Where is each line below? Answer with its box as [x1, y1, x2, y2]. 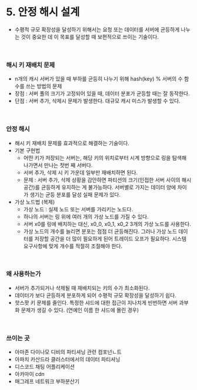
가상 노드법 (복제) [14, 198, 55, 205]
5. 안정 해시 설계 [6, 5, 80, 19]
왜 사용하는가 [6, 270, 41, 278]
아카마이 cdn [14, 371, 45, 378]
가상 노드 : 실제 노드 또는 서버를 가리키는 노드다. [23, 205, 133, 212]
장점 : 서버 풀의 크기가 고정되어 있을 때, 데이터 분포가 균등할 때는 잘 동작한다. [14, 90, 190, 97]
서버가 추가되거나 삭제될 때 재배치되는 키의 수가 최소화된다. [14, 284, 150, 291]
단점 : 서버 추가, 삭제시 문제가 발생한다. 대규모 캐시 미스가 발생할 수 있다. [14, 98, 181, 105]
